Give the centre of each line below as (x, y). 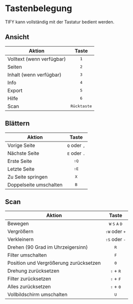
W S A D (115, 224)
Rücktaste (81, 106)
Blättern (17, 123)
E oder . (76, 153)
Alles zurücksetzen (29, 287)
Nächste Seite (23, 153)
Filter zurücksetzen (30, 279)
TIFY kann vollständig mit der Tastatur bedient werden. (60, 22)
